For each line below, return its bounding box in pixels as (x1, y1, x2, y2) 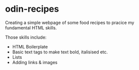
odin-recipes (5, 3, 59, 15)
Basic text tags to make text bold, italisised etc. (12, 49, 108, 55)
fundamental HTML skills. (5, 24, 57, 30)
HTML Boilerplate (12, 44, 48, 49)
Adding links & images (12, 59, 58, 65)
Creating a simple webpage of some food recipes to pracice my (5, 20, 135, 25)
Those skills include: (5, 34, 47, 40)
